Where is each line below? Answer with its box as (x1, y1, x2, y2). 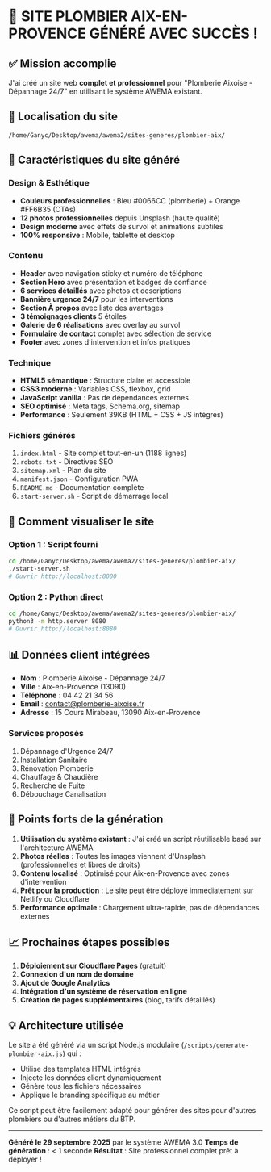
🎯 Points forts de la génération (8, 813, 164, 827)
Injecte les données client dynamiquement (19, 1073, 161, 1082)
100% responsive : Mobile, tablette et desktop (19, 230, 176, 240)
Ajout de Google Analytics (19, 978, 110, 988)
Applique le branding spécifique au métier (19, 1090, 160, 1100)
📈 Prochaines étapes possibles (8, 936, 170, 949)
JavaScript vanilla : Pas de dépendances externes (19, 393, 190, 403)
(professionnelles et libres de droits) (19, 860, 140, 869)
